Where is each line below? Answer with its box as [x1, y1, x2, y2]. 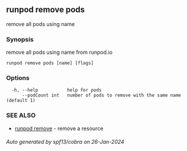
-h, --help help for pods [11, 87, 102, 94]
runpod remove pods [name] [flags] [6, 60, 94, 66]
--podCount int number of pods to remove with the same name [21, 92, 182, 98]
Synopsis [6, 35, 34, 43]
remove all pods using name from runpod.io [6, 49, 113, 56]
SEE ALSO [6, 111, 36, 120]
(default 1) [6, 98, 36, 104]
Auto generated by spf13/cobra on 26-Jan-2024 [6, 139, 124, 146]
